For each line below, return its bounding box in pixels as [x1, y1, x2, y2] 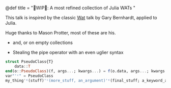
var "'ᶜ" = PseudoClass [5, 73, 53, 78]
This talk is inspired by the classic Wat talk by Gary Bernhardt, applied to [5, 15, 158, 20]
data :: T [14, 64, 31, 69]
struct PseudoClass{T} [5, 59, 53, 64]
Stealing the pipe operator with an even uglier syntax [12, 50, 124, 55]
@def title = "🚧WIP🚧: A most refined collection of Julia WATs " [5, 5, 136, 11]
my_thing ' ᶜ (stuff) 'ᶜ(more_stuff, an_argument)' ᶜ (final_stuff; [5, 78, 140, 83]
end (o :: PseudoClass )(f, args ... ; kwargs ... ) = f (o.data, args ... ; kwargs [5, 68, 165, 73]
